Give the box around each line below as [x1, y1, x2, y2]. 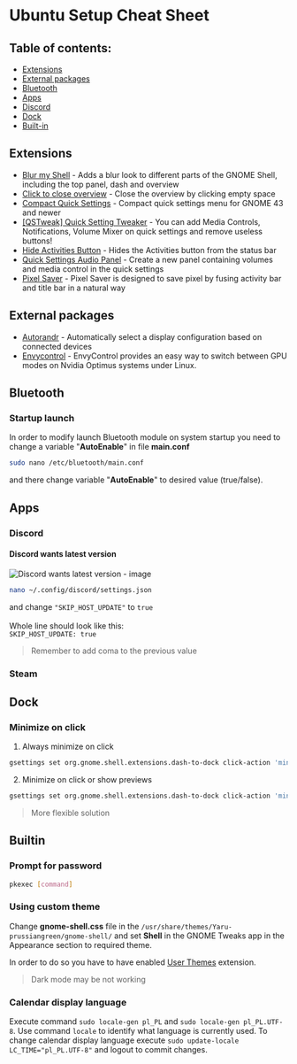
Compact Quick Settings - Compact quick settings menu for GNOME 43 [21, 197, 284, 208]
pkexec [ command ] [9, 880, 73, 889]
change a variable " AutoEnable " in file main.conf [9, 442, 190, 452]
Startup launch [9, 412, 75, 424]
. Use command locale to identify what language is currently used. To [12, 1026, 268, 1037]
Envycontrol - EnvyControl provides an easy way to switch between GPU [21, 351, 287, 361]
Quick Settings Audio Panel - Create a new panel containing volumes [21, 254, 274, 265]
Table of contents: [9, 41, 112, 56]
